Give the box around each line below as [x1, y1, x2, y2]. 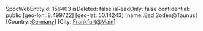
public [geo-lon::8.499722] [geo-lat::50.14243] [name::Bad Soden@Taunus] [6, 12, 197, 19]
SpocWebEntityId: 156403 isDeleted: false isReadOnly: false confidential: [6, 5, 190, 12]
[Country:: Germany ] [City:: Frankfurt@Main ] [6, 18, 116, 25]
